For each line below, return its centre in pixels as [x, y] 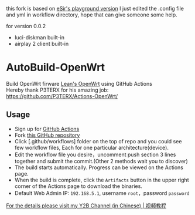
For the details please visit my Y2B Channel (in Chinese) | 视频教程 [86, 206]
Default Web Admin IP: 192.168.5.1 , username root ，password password [102, 193]
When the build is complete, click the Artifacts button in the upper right [102, 180]
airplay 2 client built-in [42, 44]
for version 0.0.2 [26, 26]
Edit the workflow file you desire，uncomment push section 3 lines [95, 154]
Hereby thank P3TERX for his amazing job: [57, 90]
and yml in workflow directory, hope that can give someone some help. [92, 15]
